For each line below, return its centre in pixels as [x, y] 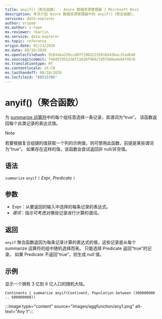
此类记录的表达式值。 [39, 123]
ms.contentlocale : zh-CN [30, 68]
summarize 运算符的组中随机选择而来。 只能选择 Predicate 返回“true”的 [76, 249]
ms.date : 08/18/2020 [26, 50]
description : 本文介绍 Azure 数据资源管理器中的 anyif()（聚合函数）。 [71, 14]
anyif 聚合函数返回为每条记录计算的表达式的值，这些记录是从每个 [71, 242]
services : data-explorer [30, 18]
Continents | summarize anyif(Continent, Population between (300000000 [80, 293]
